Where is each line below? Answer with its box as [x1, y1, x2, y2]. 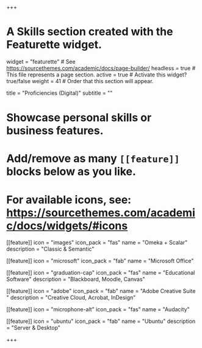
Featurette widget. [6, 38, 103, 52]
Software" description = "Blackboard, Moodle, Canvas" [6, 276, 145, 283]
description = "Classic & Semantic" [6, 245, 95, 253]
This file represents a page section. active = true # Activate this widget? [6, 71, 187, 78]
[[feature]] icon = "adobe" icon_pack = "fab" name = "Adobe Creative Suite [6, 287, 196, 295]
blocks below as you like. [6, 165, 136, 179]
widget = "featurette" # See [6, 57, 76, 65]
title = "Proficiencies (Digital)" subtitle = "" [6, 89, 113, 97]
